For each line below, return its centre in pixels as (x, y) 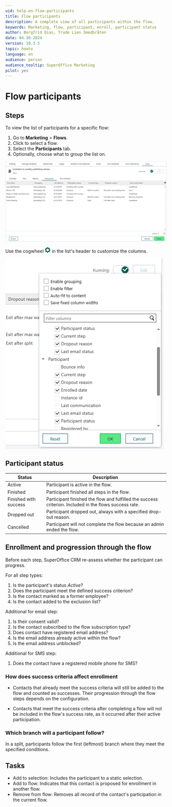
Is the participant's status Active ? (48, 585)
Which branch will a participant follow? (55, 732)
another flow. (27, 789)
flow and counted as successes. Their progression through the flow (84, 693)
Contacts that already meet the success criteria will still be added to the (88, 687)
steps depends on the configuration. (51, 699)
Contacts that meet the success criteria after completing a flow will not (87, 708)
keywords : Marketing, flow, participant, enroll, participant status (81, 27)
